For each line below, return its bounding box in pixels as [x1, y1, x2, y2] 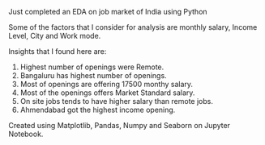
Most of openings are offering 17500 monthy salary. [19, 80, 193, 89]
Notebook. [8, 129, 44, 139]
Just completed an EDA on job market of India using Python [8, 7, 208, 16]
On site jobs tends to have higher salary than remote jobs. [19, 97, 213, 106]
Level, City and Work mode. [8, 31, 101, 40]
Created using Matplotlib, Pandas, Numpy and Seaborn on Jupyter [8, 121, 231, 130]
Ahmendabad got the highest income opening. [19, 105, 176, 114]
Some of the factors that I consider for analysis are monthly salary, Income [8, 23, 258, 31]
